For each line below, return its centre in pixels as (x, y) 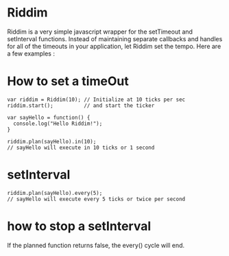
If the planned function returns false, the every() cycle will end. (96, 245)
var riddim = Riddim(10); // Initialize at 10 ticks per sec (96, 100)
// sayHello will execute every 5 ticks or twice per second (96, 199)
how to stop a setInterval (79, 226)
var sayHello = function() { (49, 117)
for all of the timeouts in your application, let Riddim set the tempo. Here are (114, 46)
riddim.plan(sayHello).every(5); (55, 193)
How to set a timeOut (68, 81)
